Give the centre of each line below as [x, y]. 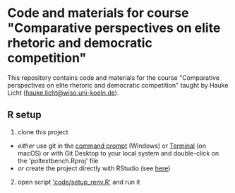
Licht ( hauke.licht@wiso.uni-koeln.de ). [63, 93]
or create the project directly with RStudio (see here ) [94, 168]
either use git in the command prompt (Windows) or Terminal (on [112, 146]
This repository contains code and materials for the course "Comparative [114, 77]
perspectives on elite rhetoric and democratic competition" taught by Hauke [118, 85]
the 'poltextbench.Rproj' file [58, 160]
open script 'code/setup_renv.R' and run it [79, 182]
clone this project [43, 131]
